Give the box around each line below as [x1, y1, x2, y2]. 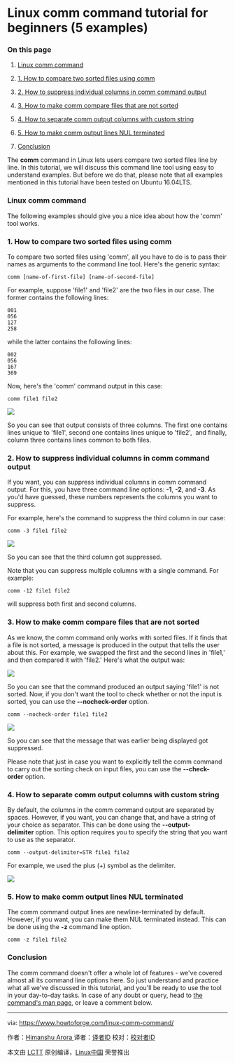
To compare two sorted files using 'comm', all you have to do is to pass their [7, 252, 227, 261]
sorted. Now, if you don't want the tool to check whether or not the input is [7, 689, 222, 698]
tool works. [7, 219, 40, 227]
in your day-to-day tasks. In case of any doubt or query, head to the [7, 991, 203, 999]
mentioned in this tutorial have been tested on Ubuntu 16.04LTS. [7, 178, 192, 187]
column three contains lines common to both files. [7, 436, 152, 445]
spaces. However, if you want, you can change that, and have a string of [7, 813, 216, 821]
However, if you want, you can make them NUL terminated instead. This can [7, 915, 227, 923]
